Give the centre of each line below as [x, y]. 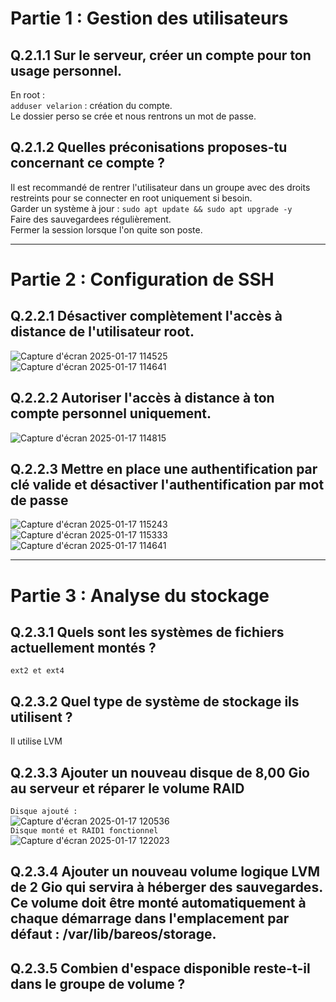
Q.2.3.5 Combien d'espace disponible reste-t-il [160, 968]
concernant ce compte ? [88, 163]
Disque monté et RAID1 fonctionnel [84, 831]
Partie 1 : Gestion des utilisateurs [149, 18]
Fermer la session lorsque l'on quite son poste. [106, 229]
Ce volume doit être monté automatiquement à [158, 903]
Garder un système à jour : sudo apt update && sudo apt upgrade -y [151, 208]
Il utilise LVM [36, 741]
